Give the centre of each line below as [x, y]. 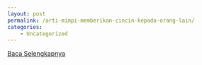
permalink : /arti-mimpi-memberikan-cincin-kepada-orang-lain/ [101, 20]
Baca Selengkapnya [37, 54]
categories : [25, 27]
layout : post [27, 14]
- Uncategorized [44, 34]
